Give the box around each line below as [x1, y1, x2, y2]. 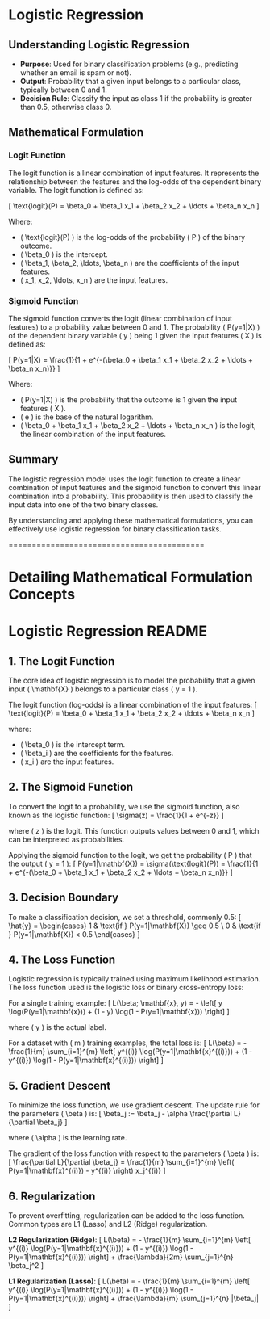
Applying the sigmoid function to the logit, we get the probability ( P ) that [8, 850, 252, 859]
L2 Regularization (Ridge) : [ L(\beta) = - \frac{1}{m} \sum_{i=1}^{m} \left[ [8, 1235, 251, 1245]
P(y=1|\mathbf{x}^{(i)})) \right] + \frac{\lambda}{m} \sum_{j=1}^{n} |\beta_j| [8, 1294, 260, 1304]
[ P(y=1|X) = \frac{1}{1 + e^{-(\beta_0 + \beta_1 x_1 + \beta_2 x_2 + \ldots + [8, 355, 254, 364]
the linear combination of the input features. [19, 429, 167, 439]
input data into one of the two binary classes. [8, 499, 159, 510]
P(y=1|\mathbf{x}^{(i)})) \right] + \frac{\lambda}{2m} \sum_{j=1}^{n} [8, 1252, 234, 1262]
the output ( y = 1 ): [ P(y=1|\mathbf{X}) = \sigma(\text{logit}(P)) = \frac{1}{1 [8, 859, 259, 868]
